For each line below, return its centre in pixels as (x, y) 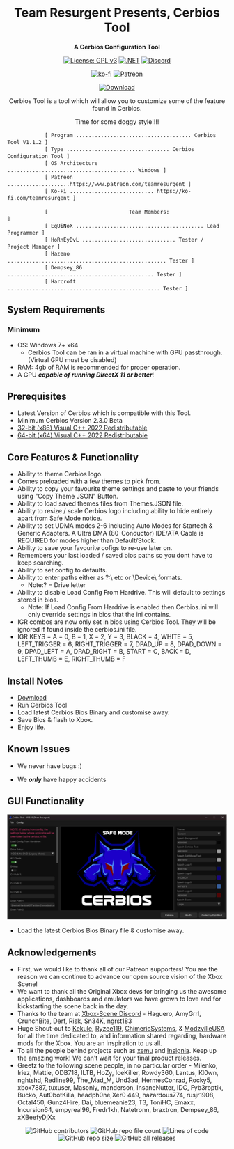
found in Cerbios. (117, 108)
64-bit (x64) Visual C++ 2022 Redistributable (83, 435)
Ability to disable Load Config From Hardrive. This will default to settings (121, 593)
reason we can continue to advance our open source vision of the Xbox (120, 977)
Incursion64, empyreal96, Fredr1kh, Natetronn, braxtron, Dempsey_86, (118, 1110)
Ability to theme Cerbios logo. (60, 474)
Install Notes (35, 681)
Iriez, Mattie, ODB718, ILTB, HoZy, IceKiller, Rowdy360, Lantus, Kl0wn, (118, 1073)
